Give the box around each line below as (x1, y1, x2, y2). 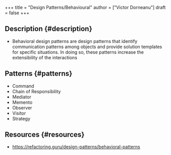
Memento (12, 99, 33, 105)
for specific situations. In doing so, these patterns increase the (12, 49, 144, 55)
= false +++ (5, 10, 30, 16)
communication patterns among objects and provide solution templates (12, 43, 162, 50)
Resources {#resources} (5, 130, 85, 139)
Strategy (12, 115, 31, 122)
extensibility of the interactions (12, 54, 78, 60)
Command (12, 83, 34, 89)
